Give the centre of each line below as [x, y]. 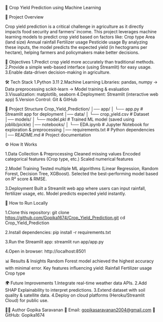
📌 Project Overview [24, 17]
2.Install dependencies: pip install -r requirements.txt [58, 232]
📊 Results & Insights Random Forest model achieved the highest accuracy [80, 261]
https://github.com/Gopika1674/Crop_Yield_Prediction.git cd [65, 218]
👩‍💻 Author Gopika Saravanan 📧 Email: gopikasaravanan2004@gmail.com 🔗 [80, 310]
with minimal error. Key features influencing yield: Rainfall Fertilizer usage [79, 268]
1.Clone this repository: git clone [37, 212]
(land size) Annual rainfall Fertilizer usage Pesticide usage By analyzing [76, 42]
